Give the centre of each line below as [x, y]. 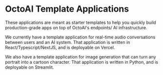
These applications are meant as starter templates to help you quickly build [81, 22]
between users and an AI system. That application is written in [68, 42]
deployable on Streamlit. [30, 67]
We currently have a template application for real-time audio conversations [80, 37]
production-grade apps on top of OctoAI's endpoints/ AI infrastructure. [76, 27]
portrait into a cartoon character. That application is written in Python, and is [82, 62]
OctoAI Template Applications [67, 9]
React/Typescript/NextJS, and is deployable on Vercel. [60, 47]
